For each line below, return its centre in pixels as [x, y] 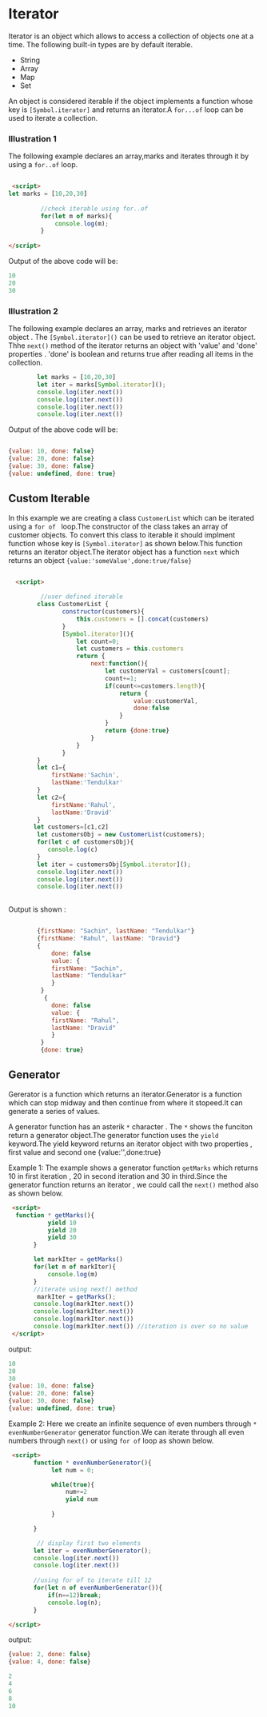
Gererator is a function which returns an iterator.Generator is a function [125, 1094]
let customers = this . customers [130, 649]
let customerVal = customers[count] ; [167, 671]
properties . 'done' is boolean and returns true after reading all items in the [131, 354]
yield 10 [62, 1223]
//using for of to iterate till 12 [92, 1580]
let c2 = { [52, 797]
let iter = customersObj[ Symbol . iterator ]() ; [114, 864]
